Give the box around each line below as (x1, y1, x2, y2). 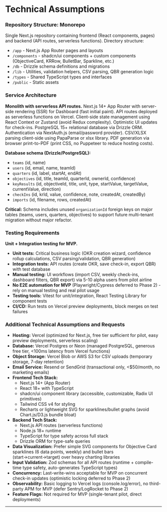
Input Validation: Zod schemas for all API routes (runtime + (12, 460, 134, 466)
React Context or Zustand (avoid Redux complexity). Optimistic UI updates (5, 119, 158, 125)
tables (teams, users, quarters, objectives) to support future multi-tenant (5, 211, 154, 217)
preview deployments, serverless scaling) (12, 338, 98, 343)
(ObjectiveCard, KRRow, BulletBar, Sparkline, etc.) (12, 58, 114, 64)
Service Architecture (5, 92, 57, 99)
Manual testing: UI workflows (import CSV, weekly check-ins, (12, 272, 140, 278)
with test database (12, 266, 51, 272)
